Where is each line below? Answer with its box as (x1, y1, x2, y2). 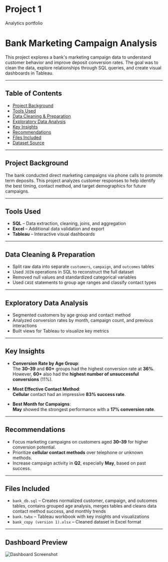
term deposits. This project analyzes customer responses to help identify (5, 177, 156, 183)
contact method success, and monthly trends (12, 508, 106, 514)
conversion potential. (12, 444, 56, 450)
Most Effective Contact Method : (12, 386, 81, 392)
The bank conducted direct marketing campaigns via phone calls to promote (5, 172, 163, 178)
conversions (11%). (12, 376, 53, 382)
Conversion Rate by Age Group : (12, 360, 79, 366)
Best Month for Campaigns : (12, 401, 71, 407)
